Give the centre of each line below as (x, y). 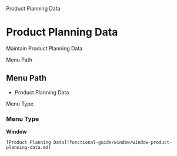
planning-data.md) (29, 148)
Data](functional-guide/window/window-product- (113, 143)
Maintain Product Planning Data (44, 48)
